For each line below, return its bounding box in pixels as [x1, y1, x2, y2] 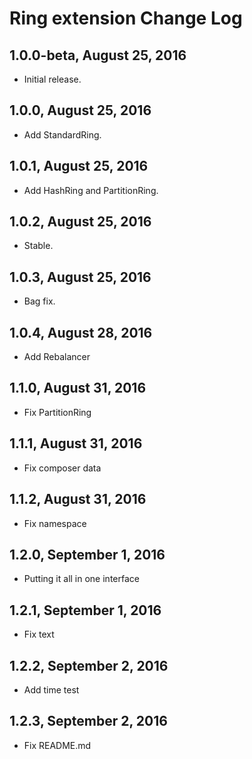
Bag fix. [23, 295, 56, 307]
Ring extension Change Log [9, 7, 243, 30]
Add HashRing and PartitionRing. [23, 184, 159, 196]
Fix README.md [23, 739, 92, 751]
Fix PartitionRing [23, 406, 92, 418]
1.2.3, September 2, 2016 [9, 713, 168, 730]
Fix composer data [23, 462, 102, 474]
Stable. [23, 240, 54, 252]
